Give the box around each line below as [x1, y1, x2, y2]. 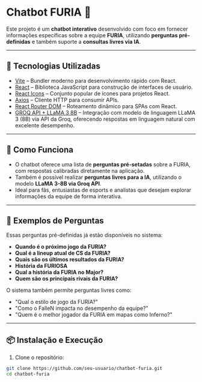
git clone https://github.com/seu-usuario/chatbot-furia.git [6, 366, 163, 372]
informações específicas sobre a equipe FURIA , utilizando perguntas [6, 31, 179, 38]
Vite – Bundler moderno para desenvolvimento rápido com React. [14, 77, 177, 84]
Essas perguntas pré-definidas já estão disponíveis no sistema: [6, 231, 163, 239]
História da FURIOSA [14, 262, 68, 270]
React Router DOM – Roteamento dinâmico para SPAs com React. [14, 102, 177, 110]
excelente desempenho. [14, 121, 75, 129]
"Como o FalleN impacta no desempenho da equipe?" [14, 305, 148, 312]
